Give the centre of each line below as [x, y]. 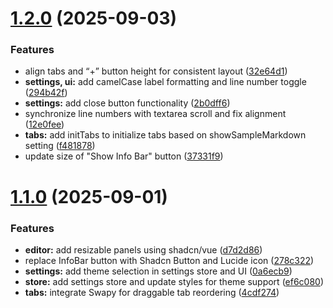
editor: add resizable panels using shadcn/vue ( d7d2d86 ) [143, 249]
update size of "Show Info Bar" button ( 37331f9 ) [124, 156]
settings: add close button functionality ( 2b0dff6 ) [127, 103]
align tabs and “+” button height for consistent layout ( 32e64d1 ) [156, 71]
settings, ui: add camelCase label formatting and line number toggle [165, 82]
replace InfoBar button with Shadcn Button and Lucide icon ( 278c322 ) [169, 260]
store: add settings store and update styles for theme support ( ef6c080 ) [174, 281]
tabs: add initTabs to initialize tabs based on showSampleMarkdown [165, 135]
